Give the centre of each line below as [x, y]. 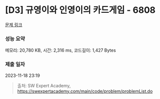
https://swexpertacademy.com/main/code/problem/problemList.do [85, 91]
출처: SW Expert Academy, [44, 85]
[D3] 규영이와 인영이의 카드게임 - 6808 [80, 10]
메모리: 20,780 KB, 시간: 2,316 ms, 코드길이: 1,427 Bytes [61, 50]
